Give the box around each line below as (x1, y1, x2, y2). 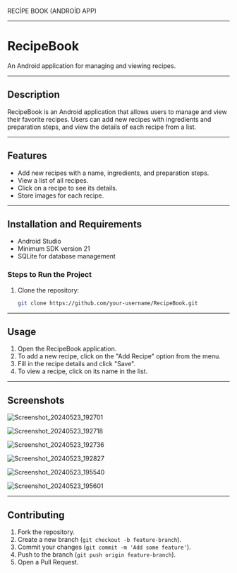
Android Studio (17, 237, 61, 246)
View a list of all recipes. (17, 176, 89, 184)
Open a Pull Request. (17, 557, 79, 566)
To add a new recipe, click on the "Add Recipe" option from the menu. (17, 352, 221, 361)
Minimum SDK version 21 (17, 244, 90, 253)
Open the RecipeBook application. (17, 344, 117, 353)
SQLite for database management (17, 252, 116, 261)
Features (7, 149, 47, 162)
